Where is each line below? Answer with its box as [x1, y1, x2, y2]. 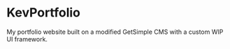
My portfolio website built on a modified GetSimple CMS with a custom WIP [6, 28, 224, 36]
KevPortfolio [6, 5, 81, 21]
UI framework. [6, 35, 48, 43]
